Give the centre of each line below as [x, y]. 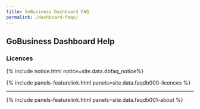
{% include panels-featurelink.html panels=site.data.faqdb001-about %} [95, 100]
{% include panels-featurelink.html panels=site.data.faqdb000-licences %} [99, 83]
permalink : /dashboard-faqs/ [42, 17]
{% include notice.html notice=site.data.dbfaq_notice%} [75, 71]
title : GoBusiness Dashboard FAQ [48, 12]
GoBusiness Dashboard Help [60, 41]
